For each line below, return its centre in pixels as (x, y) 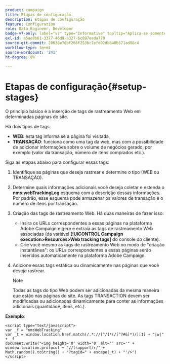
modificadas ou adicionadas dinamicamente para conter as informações (88, 301)
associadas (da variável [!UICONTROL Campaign (72, 234)
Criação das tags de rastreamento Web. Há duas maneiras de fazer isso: (88, 213)
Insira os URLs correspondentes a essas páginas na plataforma (86, 223)
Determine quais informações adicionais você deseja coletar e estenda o (88, 188)
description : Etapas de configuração (45, 19)
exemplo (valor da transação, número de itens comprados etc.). (79, 153)
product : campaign (25, 10)
